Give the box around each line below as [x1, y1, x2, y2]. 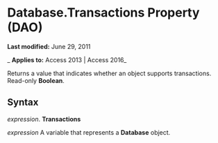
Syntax [7, 97, 39, 108]
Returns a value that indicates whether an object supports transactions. [7, 69, 212, 77]
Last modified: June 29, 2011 [7, 42, 91, 50]
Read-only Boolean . [7, 76, 65, 84]
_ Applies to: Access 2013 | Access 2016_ [7, 55, 127, 64]
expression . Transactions [7, 115, 81, 123]
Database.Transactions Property [7, 5, 200, 21]
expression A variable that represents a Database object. [7, 128, 171, 136]
